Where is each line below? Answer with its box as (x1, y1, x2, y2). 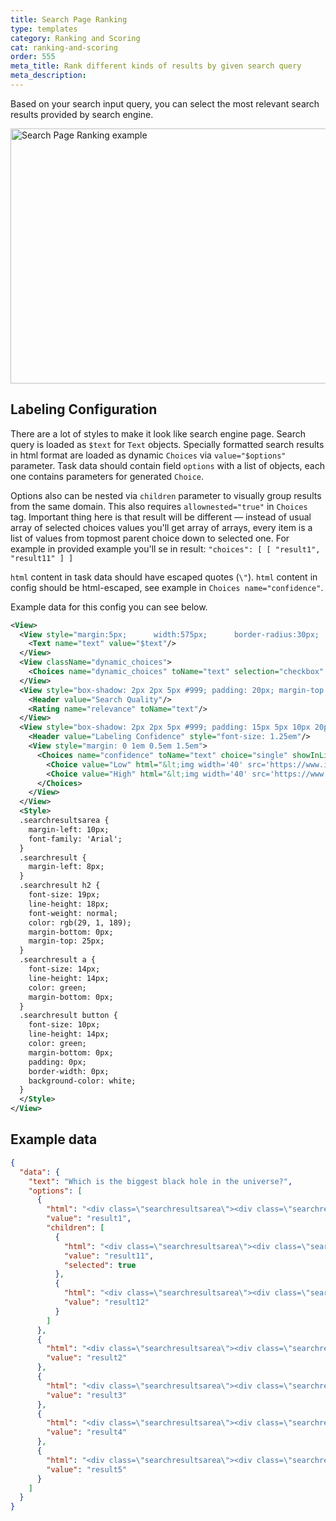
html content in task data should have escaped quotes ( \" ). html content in (10, 571, 318, 583)
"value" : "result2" (46, 1353, 128, 1363)
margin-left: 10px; (28, 824, 110, 835)
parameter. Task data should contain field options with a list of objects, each (10, 459, 325, 471)
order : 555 (10, 52, 56, 62)
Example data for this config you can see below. (10, 601, 208, 613)
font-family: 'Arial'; (28, 834, 123, 844)
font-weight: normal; (28, 908, 118, 918)
